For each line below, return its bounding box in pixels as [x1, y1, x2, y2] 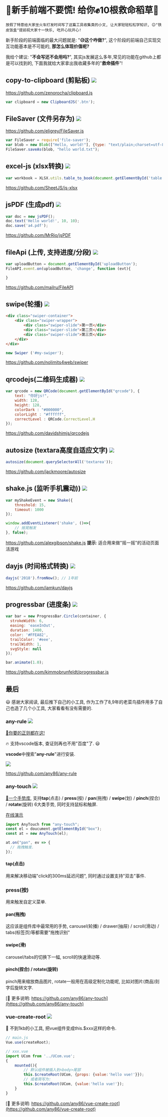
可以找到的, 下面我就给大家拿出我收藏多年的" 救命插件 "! [9, 60, 123, 66]
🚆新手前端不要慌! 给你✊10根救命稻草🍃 [5, 4, 159, 16]
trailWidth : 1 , [10, 641, 42, 647]
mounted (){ [14, 1063, 37, 1068]
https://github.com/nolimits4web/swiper [5, 359, 89, 365]
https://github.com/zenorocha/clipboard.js [5, 89, 93, 95]
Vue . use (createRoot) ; [5, 1040, 51, 1045]
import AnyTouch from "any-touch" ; [5, 822, 80, 827]
